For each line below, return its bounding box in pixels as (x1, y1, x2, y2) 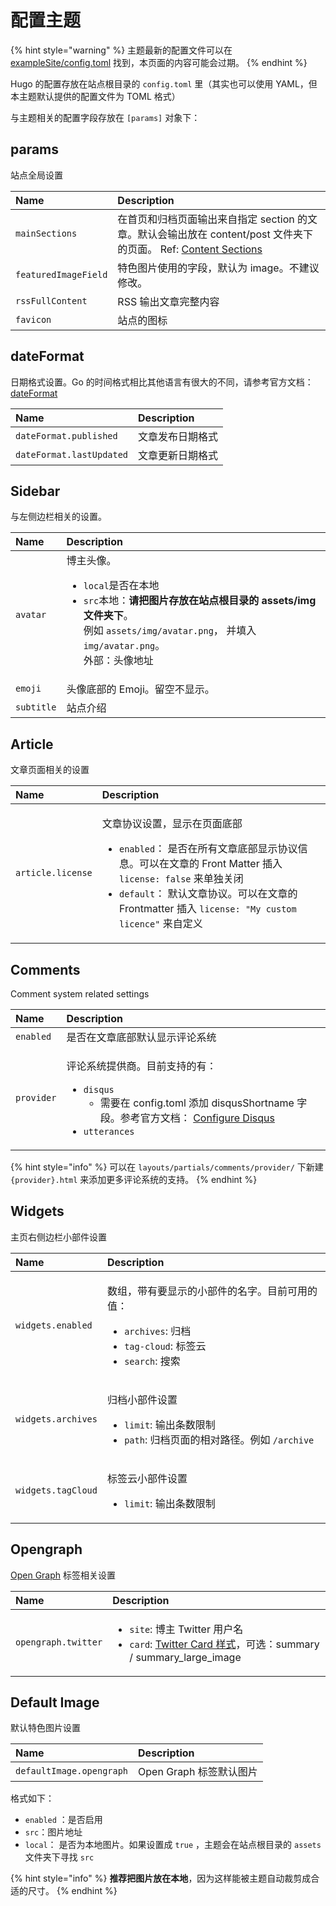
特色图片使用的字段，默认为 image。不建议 (117, 261, 320, 275)
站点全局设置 (10, 169, 63, 181)
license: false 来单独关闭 (118, 872, 244, 886)
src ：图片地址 (24, 1826, 83, 1838)
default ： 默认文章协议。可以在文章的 (118, 887, 298, 901)
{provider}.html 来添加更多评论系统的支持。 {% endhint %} (10, 1174, 258, 1185)
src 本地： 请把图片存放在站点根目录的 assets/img (83, 594, 317, 608)
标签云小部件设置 (106, 1471, 188, 1485)
